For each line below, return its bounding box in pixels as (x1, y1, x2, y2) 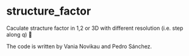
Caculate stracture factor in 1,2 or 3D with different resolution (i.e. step (6, 24, 184, 32)
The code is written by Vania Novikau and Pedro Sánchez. (6, 43, 152, 50)
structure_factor (6, 4, 91, 18)
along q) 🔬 (6, 30, 32, 38)
